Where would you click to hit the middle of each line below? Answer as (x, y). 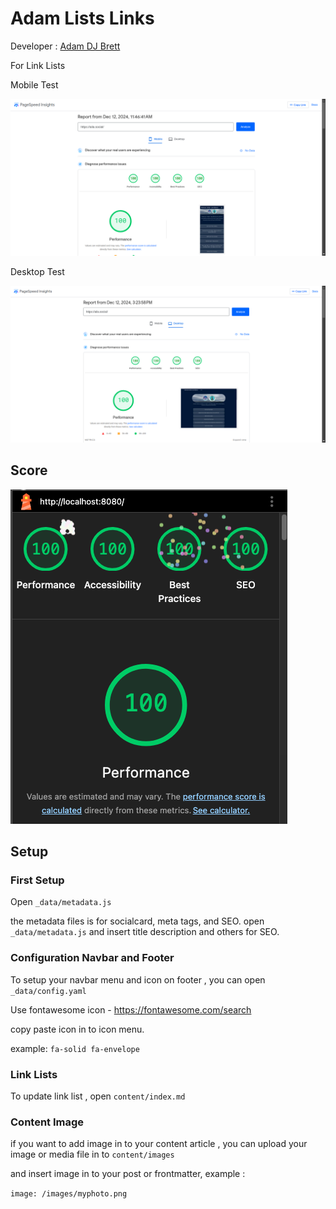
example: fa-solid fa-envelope (75, 1048)
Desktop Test (37, 271)
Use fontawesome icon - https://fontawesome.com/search (131, 1009)
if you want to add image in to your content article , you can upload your (159, 1144)
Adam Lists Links (82, 18)
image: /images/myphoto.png (69, 1194)
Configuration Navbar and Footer (92, 958)
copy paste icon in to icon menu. (77, 1029)
